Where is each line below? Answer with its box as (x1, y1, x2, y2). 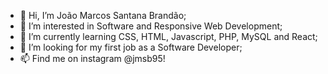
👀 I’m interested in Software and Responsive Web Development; (19, 20, 283, 32)
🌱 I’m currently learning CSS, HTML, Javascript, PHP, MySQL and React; (19, 31, 318, 42)
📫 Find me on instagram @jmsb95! (19, 53, 166, 64)
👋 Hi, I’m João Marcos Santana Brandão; (19, 10, 187, 21)
